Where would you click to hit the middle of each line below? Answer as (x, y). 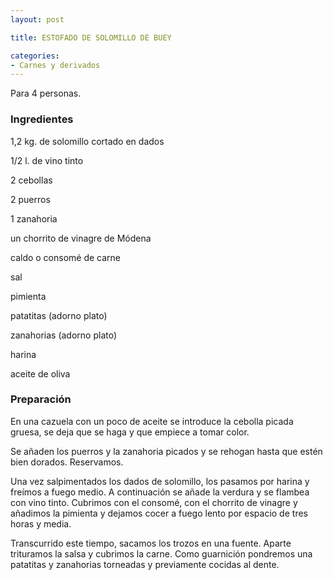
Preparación (41, 399)
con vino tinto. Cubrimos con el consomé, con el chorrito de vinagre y (154, 502)
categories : (35, 56)
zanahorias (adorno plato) (64, 335)
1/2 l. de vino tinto (47, 160)
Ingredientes (42, 119)
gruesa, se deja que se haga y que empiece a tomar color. (130, 432)
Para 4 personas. (46, 93)
